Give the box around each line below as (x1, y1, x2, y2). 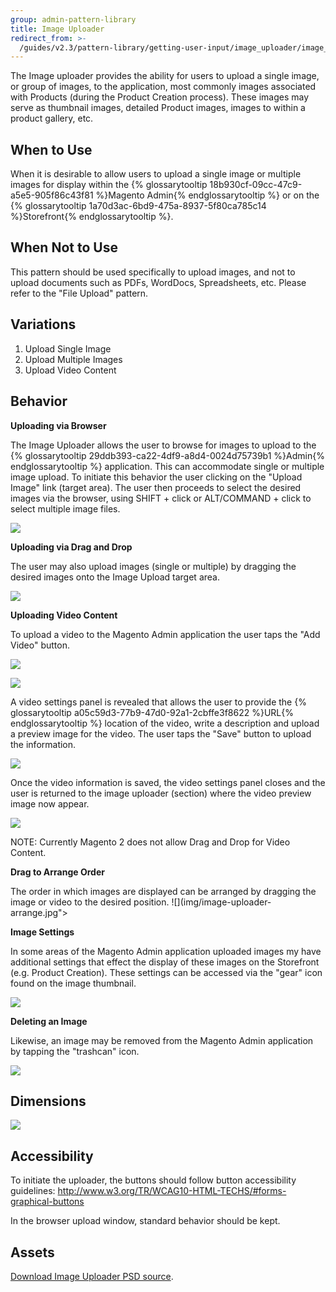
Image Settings (10, 926, 75, 938)
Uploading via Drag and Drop (10, 541, 133, 553)
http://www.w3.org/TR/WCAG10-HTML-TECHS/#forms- (57, 1185, 287, 1197)
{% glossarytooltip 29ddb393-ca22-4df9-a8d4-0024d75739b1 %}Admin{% (10, 449, 325, 461)
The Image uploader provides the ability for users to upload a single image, (10, 70, 320, 82)
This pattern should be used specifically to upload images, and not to (10, 266, 296, 278)
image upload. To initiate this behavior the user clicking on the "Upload (10, 471, 303, 483)
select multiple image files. (10, 502, 121, 515)
